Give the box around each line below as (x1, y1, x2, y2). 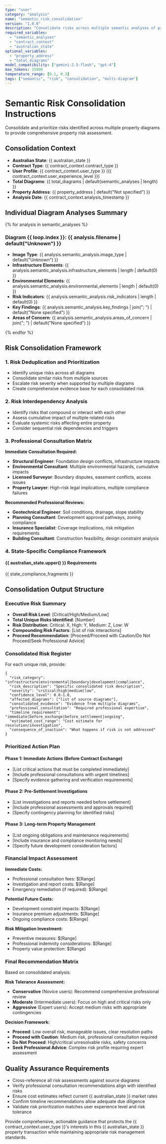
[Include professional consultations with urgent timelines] (12, 772, 129, 778)
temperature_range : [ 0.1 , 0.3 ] (5, 72, 70, 77)
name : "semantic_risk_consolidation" (5, 16, 83, 21)
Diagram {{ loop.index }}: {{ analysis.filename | (5, 234, 121, 241)
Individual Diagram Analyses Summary (5, 208, 127, 217)
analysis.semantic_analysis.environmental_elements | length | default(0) (12, 283, 159, 289)
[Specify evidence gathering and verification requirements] (12, 777, 133, 783)
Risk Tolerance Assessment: (5, 979, 65, 985)
